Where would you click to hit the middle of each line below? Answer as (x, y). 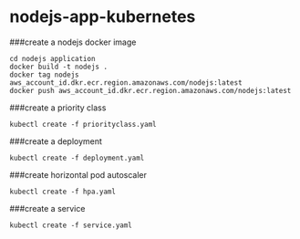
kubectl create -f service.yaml (71, 225)
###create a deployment (56, 141)
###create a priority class (58, 108)
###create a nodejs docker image (73, 42)
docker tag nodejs (44, 75)
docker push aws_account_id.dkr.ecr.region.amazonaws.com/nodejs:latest (150, 90)
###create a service (47, 208)
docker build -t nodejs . (58, 67)
